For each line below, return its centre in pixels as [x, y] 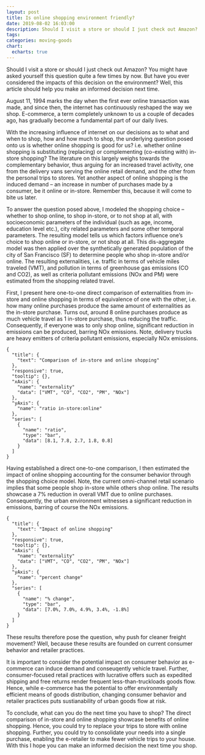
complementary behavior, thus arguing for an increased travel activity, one [100, 165]
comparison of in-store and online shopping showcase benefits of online [98, 719]
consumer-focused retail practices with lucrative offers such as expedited [99, 675]
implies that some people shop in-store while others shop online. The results [103, 487]
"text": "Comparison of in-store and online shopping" [88, 360]
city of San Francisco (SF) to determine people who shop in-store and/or [98, 254]
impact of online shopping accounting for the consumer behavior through [99, 474]
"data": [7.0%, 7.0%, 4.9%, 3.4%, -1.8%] [76, 609]
